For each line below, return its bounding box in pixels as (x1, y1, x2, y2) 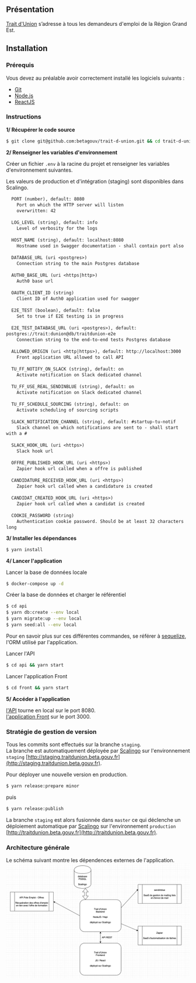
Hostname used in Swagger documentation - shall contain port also (16, 243, 184, 249)
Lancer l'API (6, 650, 35, 657)
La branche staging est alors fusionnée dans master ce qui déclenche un (6, 816, 181, 823)
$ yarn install (6, 546, 43, 553)
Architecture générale (6, 843, 70, 852)
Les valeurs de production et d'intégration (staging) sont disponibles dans (6, 178, 184, 185)
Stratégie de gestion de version (6, 727, 97, 736)
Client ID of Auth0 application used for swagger (16, 295, 140, 301)
